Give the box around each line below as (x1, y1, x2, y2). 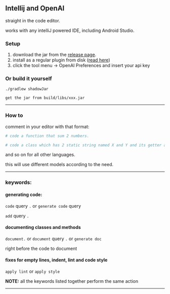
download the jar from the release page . (12, 52, 97, 58)
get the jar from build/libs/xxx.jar (5, 95, 85, 101)
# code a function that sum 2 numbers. (5, 133, 90, 139)
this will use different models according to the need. (5, 161, 114, 168)
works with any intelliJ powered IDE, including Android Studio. (5, 27, 135, 34)
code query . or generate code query (5, 203, 81, 209)
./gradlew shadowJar (5, 86, 49, 92)
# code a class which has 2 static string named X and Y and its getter (5, 142, 162, 148)
